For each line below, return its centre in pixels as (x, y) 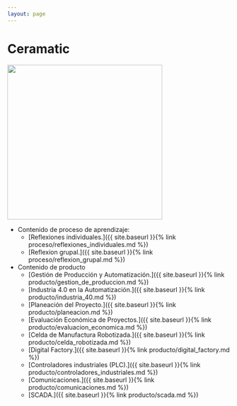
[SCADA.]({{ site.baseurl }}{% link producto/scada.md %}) (113, 395)
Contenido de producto (52, 267)
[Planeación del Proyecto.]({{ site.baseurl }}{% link (102, 304)
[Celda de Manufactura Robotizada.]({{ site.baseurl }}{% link (116, 335)
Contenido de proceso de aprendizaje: (74, 229)
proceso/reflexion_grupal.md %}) (77, 260)
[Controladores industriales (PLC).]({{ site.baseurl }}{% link (114, 364)
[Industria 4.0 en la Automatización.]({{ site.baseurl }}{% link (116, 289)
